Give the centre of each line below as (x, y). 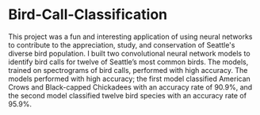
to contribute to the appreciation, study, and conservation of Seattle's (122, 44)
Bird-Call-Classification (88, 15)
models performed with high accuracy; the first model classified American (130, 79)
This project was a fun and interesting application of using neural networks (130, 36)
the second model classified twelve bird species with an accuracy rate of (128, 95)
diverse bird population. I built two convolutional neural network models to (130, 53)
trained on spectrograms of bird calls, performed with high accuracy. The (128, 70)
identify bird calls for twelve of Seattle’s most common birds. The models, (128, 62)
